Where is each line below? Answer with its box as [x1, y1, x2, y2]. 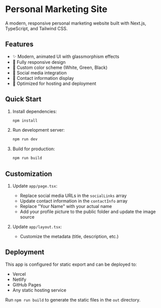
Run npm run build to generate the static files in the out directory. [5, 296, 141, 302]
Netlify [12, 276, 27, 282]
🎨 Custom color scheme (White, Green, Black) [12, 64, 108, 70]
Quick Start [5, 95, 42, 104]
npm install [12, 118, 38, 123]
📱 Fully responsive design [12, 59, 66, 65]
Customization [5, 169, 53, 178]
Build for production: [12, 146, 55, 152]
